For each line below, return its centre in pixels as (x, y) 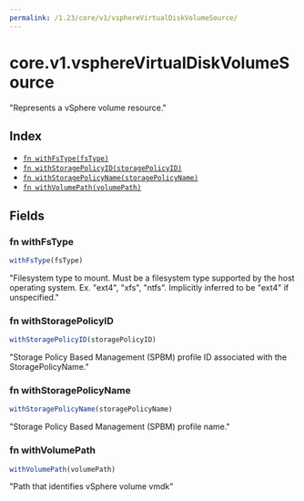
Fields (27, 215)
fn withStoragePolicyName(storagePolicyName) (110, 179)
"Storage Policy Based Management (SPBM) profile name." (120, 427)
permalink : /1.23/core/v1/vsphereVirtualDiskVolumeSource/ (124, 18)
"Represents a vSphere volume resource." (88, 107)
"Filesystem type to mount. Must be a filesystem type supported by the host (152, 278)
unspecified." (34, 297)
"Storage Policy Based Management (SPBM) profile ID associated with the (148, 357)
